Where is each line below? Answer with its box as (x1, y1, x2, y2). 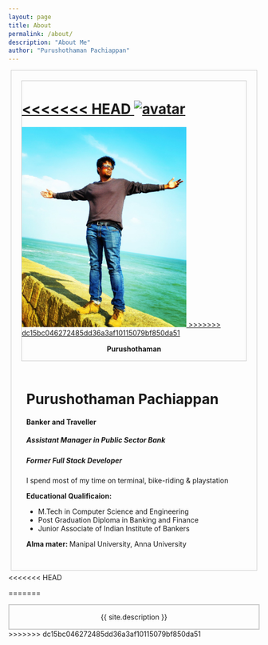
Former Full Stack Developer (26, 455, 122, 465)
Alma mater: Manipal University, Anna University (26, 539, 187, 549)
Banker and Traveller (26, 417, 97, 427)
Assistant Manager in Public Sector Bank (26, 435, 166, 445)
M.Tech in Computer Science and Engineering (37, 507, 189, 516)
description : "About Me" (8, 38, 91, 46)
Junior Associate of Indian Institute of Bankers (37, 524, 190, 534)
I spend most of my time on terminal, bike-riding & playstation (26, 476, 229, 486)
